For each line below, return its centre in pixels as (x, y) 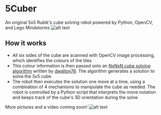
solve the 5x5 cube (32, 76)
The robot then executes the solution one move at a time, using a (79, 81)
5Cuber (21, 9)
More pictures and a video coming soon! (46, 107)
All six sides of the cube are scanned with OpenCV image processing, (83, 55)
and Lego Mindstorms (27, 27)
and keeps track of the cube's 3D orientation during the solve (75, 97)
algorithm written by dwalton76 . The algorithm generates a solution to (83, 71)
